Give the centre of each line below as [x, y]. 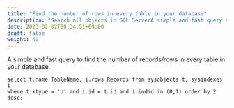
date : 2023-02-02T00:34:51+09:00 [56, 26]
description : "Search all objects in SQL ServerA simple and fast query [115, 20]
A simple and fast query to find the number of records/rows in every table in [116, 59]
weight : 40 [23, 40]
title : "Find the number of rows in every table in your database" [107, 14]
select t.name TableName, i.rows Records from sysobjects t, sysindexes [115, 80]
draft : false [26, 33]
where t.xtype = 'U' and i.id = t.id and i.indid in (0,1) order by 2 [112, 92]
